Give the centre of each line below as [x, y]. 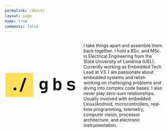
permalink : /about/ [25, 10]
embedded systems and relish [115, 77]
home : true [16, 21]
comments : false [21, 26]
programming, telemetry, [119, 109]
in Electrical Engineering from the [118, 56]
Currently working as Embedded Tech [123, 67]
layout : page [18, 16]
